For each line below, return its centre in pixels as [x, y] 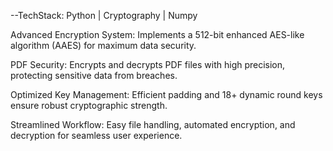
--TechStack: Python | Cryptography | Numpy [104, 15]
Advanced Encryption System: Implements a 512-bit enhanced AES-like [157, 34]
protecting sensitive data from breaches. [94, 75]
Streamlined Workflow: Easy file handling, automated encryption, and [153, 124]
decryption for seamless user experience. [96, 135]
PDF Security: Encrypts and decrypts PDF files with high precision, [148, 64]
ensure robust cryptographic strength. [89, 105]
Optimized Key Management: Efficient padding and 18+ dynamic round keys [166, 94]
